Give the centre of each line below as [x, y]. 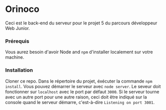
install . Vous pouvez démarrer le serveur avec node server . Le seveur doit [83, 86]
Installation [19, 70]
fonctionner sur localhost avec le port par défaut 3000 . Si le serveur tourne [82, 92]
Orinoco [22, 9]
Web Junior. [17, 28]
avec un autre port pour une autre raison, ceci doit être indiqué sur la [76, 97]
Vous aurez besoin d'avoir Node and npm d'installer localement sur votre [79, 52]
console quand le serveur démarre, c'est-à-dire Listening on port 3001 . [80, 102]
